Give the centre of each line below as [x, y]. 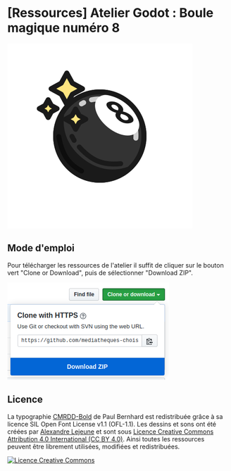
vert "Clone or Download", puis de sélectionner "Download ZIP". [100, 272]
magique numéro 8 [64, 28]
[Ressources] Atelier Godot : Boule [110, 13]
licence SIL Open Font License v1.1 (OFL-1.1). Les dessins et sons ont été [112, 424]
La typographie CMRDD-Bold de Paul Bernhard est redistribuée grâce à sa [115, 416]
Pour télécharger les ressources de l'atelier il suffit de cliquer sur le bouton [115, 265]
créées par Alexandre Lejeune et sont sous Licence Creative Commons [111, 432]
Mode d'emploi [41, 248]
